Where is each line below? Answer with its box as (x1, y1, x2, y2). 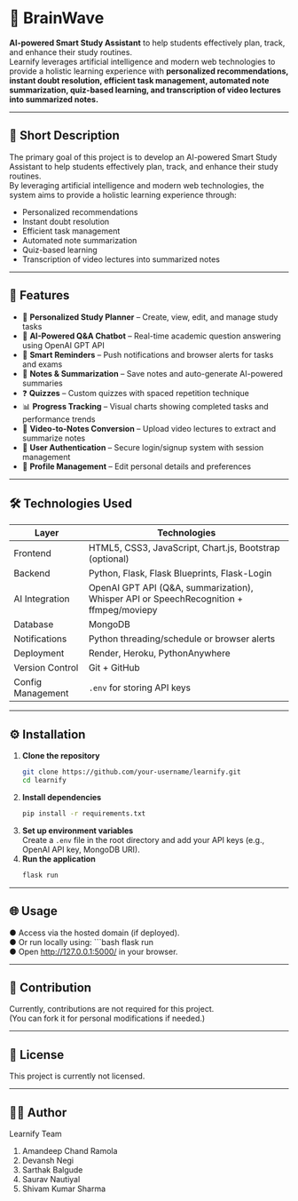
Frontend (13, 547, 51, 560)
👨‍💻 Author (9, 1105, 67, 1120)
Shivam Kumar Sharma (21, 1183, 106, 1194)
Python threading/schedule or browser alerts (88, 632, 276, 645)
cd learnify (21, 776, 67, 785)
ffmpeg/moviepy (88, 604, 158, 616)
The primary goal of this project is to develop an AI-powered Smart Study (9, 151, 278, 163)
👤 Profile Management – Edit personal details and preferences (21, 461, 251, 472)
